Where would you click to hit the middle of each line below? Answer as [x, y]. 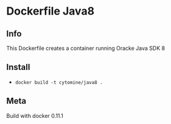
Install [18, 67]
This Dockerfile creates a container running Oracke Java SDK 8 [86, 48]
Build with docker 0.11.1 [35, 115]
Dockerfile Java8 [51, 11]
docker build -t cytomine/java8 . [59, 82]
